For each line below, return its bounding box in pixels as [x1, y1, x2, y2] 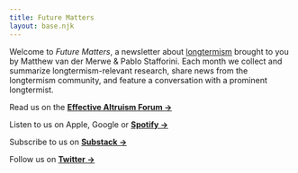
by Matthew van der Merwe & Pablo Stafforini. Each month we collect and [9, 56, 283, 66]
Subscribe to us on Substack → [9, 136, 128, 147]
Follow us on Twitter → [9, 153, 95, 164]
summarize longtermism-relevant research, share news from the [9, 65, 248, 76]
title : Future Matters [9, 13, 95, 22]
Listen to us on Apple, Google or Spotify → [9, 118, 168, 130]
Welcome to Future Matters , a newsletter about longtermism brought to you [9, 46, 290, 56]
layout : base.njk [9, 22, 75, 30]
